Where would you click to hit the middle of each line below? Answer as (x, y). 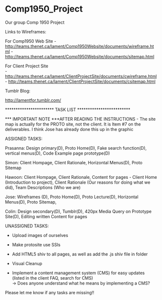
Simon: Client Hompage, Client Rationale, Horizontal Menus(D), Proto (74, 162)
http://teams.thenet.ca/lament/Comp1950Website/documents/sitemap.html (80, 56)
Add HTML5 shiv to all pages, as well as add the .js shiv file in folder (80, 254)
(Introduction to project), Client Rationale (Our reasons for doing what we (78, 182)
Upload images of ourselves (40, 235)
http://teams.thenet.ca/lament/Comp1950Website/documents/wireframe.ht (80, 46)
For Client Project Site (27, 66)
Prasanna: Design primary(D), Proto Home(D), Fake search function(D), (76, 148)
